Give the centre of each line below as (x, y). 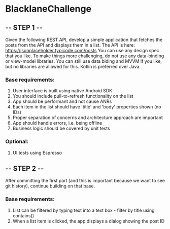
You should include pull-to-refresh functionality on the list (73, 96)
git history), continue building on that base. (50, 186)
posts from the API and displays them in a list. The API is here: (70, 45)
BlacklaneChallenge (48, 9)
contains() (23, 215)
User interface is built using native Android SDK (62, 91)
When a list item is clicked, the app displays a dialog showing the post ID (89, 221)
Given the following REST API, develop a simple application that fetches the (84, 40)
